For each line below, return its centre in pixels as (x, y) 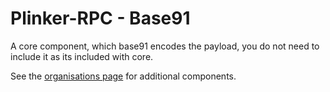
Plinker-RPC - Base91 (100, 18)
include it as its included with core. (82, 56)
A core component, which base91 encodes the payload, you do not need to (165, 46)
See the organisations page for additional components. (123, 76)
